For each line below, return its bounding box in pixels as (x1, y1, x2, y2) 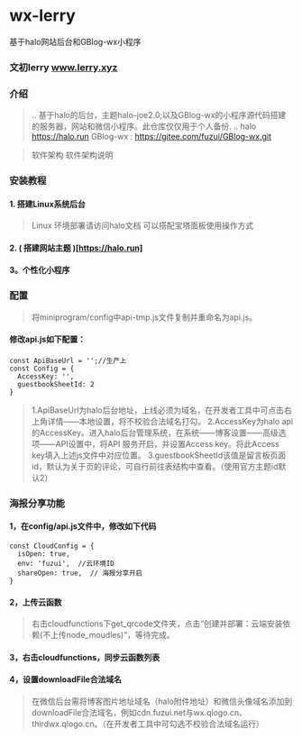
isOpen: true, (17, 550, 70, 559)
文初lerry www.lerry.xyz (9, 60, 118, 73)
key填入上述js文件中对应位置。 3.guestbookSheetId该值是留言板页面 (31, 450, 287, 460)
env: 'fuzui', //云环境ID (17, 560, 115, 569)
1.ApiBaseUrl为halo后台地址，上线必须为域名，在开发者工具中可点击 (31, 405, 284, 415)
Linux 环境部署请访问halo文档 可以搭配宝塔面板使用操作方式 (31, 220, 254, 231)
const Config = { (9, 364, 75, 373)
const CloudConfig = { (9, 542, 95, 551)
